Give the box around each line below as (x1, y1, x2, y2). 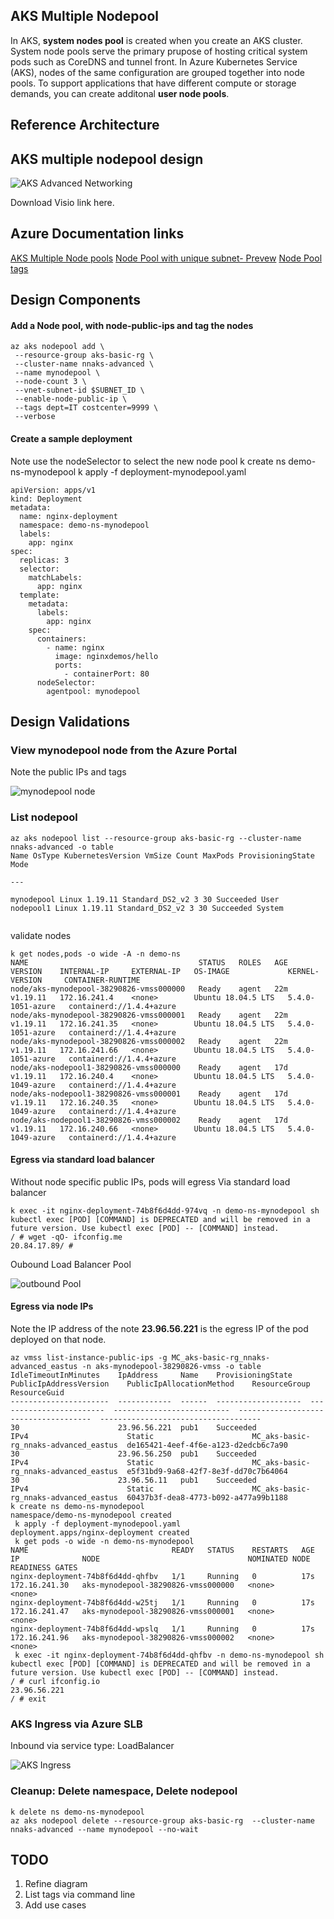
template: (19, 590, 60, 600)
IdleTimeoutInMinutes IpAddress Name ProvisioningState (10, 1370, 293, 1381)
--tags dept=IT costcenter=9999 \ (14, 403, 159, 413)
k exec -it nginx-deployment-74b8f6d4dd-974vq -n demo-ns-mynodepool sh (10, 1205, 320, 1216)
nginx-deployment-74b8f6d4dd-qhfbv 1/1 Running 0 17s (10, 1572, 315, 1582)
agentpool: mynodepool (46, 686, 141, 696)
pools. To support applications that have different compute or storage (10, 77, 297, 89)
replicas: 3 (19, 555, 70, 565)
